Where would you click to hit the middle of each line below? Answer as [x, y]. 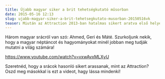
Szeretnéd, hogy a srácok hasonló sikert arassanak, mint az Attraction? [77, 66]
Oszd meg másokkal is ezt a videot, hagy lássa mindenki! [63, 72]
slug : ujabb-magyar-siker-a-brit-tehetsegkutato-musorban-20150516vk [78, 19]
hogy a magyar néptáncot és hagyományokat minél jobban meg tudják [76, 42]
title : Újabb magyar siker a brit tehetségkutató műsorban [67, 10]
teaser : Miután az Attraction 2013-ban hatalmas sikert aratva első [77, 23]
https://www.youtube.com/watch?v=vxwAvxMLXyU [57, 57]
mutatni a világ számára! [30, 47]
